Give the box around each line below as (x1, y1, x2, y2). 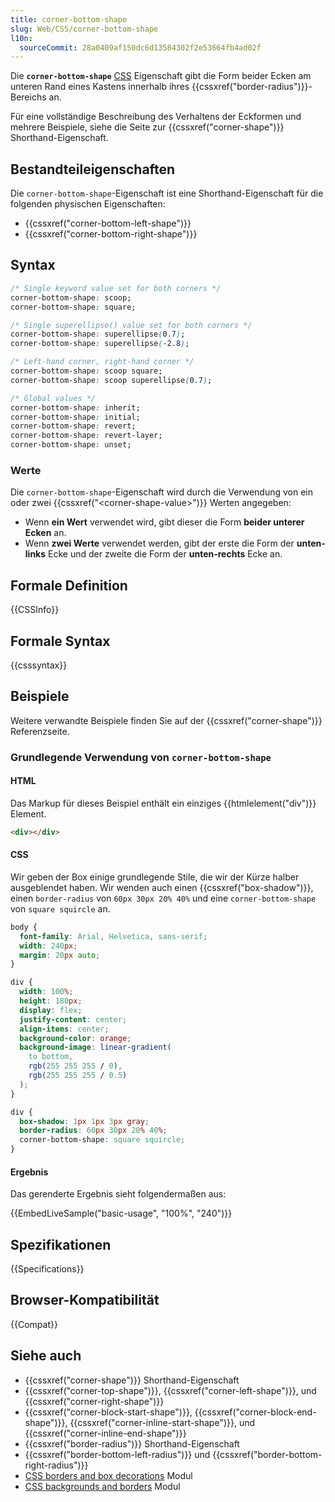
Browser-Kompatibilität (10, 1292, 160, 1309)
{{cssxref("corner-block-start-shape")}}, (24, 1406, 193, 1418)
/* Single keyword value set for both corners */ (10, 283, 222, 293)
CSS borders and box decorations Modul (24, 1469, 193, 1481)
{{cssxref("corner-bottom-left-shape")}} (24, 217, 192, 230)
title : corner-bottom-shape (10, 14, 128, 25)
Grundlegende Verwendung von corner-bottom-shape (10, 750, 272, 764)
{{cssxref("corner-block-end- (194, 1406, 317, 1418)
